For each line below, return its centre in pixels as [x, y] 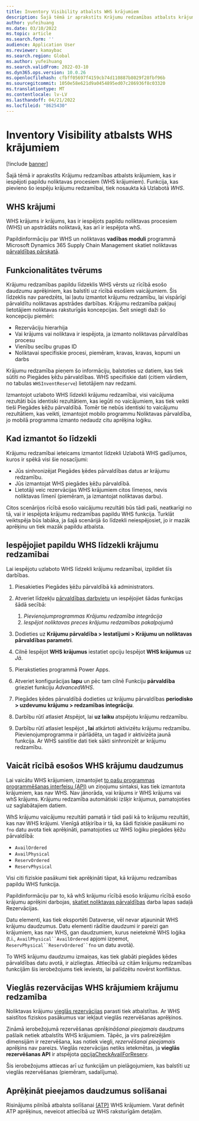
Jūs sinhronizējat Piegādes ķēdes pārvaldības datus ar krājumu [92, 470]
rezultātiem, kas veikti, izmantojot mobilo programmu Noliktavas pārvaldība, [99, 414]
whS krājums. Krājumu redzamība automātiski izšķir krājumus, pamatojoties [98, 799]
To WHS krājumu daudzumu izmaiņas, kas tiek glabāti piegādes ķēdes [92, 956]
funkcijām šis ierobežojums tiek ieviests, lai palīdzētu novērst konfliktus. [94, 969]
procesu [25, 340]
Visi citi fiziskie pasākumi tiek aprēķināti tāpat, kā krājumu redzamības [92, 877]
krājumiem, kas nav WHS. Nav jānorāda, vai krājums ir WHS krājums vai [94, 792]
